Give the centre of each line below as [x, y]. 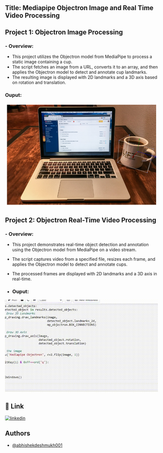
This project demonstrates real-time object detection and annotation [80, 245]
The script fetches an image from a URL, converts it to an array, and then [85, 67]
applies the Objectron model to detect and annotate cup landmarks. [80, 72]
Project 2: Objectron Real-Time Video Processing [81, 220]
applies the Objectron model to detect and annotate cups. [70, 264]
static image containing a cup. [42, 62]
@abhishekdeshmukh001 [37, 445]
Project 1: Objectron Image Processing [64, 32]
